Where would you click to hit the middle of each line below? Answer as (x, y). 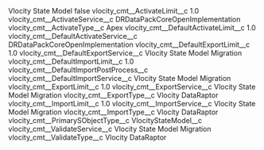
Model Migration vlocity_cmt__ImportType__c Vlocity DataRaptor (113, 112)
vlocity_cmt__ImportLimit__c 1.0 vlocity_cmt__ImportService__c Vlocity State (132, 104)
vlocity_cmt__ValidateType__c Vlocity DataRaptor (87, 137)
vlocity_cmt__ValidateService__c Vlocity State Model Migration (110, 129)
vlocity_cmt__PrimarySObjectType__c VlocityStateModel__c (105, 120)
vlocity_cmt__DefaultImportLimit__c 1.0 (71, 62)
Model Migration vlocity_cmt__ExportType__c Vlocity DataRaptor (113, 95)
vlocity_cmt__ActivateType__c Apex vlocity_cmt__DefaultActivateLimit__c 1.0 (132, 28)
